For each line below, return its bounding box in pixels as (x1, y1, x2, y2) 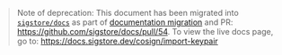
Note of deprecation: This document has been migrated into (16, 8, 239, 18)
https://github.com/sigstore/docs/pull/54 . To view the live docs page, (16, 27, 274, 36)
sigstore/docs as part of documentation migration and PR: (16, 17, 234, 27)
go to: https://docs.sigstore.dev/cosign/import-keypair (16, 35, 219, 46)
